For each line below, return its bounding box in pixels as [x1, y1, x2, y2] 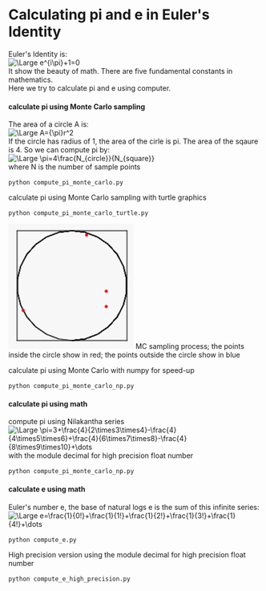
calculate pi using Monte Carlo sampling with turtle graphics [8, 192, 207, 202]
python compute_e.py [8, 536, 78, 544]
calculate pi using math [8, 399, 88, 408]
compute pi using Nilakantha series [8, 417, 125, 427]
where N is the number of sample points [8, 162, 141, 172]
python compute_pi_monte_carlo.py [8, 179, 124, 187]
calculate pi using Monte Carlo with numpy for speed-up [8, 366, 195, 375]
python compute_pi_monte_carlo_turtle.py [8, 209, 149, 217]
